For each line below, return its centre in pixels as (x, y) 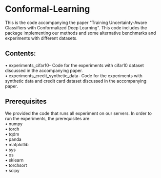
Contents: (20, 54)
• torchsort (16, 165)
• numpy (14, 124)
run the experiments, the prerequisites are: (48, 118)
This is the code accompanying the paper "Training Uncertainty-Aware (76, 22)
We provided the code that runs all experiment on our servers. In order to (79, 113)
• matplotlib (17, 144)
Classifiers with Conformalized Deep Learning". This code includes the (76, 27)
